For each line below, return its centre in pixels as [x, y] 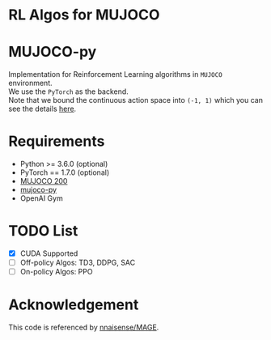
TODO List [43, 231]
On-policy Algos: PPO [56, 272]
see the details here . [42, 109]
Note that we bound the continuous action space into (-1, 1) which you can [135, 100]
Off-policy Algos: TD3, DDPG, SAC [78, 263]
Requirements [57, 141]
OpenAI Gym [41, 198]
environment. [30, 83]
